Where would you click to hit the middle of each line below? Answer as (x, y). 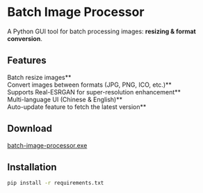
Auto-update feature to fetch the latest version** (77, 107)
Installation (32, 167)
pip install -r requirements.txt (56, 183)
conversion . (25, 38)
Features (27, 61)
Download (30, 129)
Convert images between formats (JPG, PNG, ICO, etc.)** (90, 85)
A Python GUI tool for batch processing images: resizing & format (101, 31)
